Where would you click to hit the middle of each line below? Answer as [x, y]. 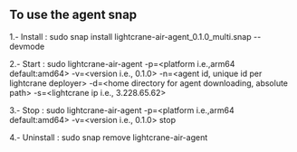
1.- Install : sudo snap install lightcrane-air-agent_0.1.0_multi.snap [130, 36]
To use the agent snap [73, 15]
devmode [27, 46]
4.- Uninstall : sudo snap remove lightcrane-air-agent [109, 137]
